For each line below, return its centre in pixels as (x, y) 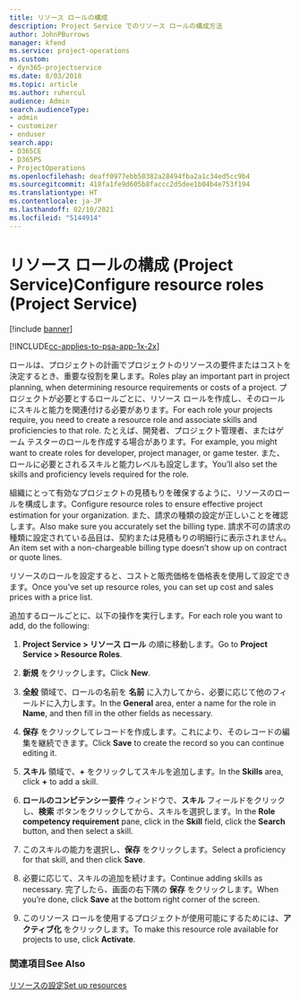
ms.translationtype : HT (54, 193)
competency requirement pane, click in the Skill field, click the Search (154, 821)
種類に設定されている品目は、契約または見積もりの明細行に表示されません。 (150, 537)
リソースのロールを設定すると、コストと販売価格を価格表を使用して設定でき (150, 575)
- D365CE (26, 151)
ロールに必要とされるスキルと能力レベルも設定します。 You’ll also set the (143, 464)
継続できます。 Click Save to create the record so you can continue (161, 742)
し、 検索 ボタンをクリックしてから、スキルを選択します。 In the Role (149, 811)
